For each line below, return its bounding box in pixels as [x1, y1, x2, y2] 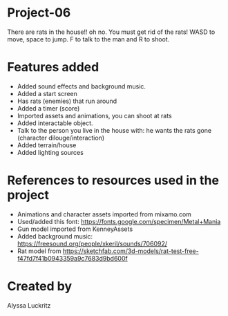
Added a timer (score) [17, 104, 80, 112]
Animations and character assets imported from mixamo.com [17, 210, 192, 219]
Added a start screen [17, 89, 77, 97]
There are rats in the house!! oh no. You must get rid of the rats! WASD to [7, 28, 216, 36]
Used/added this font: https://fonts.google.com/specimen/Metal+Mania [17, 217, 221, 225]
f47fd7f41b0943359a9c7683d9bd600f [17, 254, 128, 262]
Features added [7, 59, 99, 75]
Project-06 [7, 5, 71, 21]
